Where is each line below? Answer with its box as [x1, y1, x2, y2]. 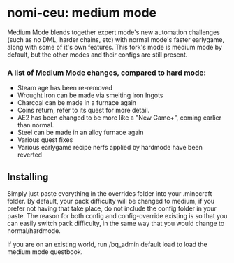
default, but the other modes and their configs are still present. [7, 50, 188, 59]
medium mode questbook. [7, 248, 83, 256]
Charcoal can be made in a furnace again [17, 99, 137, 107]
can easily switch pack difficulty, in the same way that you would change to [7, 219, 225, 228]
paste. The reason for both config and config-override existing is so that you [7, 212, 228, 220]
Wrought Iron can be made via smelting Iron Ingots [17, 91, 163, 99]
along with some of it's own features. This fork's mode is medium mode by [7, 43, 222, 51]
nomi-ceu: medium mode [7, 5, 157, 21]
